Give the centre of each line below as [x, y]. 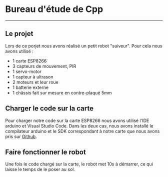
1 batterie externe [30, 87]
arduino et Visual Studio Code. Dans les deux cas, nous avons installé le [79, 125]
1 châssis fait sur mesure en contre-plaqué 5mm [62, 92]
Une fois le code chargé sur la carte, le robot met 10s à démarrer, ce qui [79, 164]
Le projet [19, 34]
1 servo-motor [27, 71]
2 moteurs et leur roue [35, 82]
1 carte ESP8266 [29, 60]
